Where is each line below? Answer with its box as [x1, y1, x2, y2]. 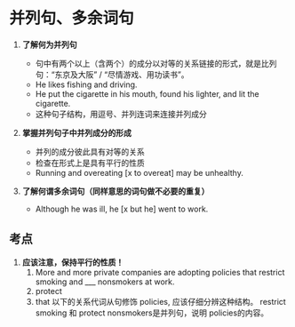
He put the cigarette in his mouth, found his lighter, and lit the [35, 88, 259, 99]
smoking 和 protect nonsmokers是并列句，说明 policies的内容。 [35, 307, 269, 318]
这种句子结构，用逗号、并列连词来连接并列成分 [35, 108, 207, 119]
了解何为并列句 [21, 39, 77, 50]
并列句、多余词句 [9, 8, 135, 28]
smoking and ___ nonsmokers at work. [35, 276, 175, 287]
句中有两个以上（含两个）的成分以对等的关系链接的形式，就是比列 [35, 58, 277, 68]
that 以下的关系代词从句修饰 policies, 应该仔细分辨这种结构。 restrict [35, 296, 286, 307]
